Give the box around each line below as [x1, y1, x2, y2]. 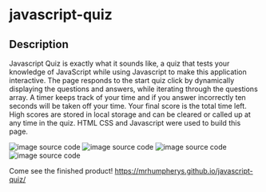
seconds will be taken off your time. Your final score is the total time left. [9, 102, 247, 110]
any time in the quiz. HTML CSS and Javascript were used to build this [9, 118, 241, 127]
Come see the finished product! [9, 166, 113, 175]
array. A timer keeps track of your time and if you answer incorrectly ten [9, 93, 246, 102]
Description [9, 38, 69, 51]
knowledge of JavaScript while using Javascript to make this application [9, 67, 247, 77]
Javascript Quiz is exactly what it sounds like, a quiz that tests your [9, 58, 230, 68]
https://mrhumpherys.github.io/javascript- [114, 166, 254, 175]
